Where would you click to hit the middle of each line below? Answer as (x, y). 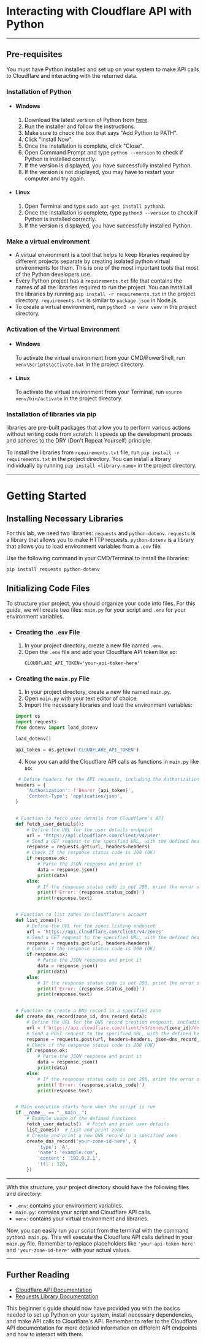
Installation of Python (39, 91)
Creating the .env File (48, 632)
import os (28, 716)
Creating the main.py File (52, 679)
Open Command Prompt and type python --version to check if (104, 152)
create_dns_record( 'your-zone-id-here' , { (82, 1141)
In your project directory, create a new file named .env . (94, 645)
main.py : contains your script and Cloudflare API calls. (83, 1212)
